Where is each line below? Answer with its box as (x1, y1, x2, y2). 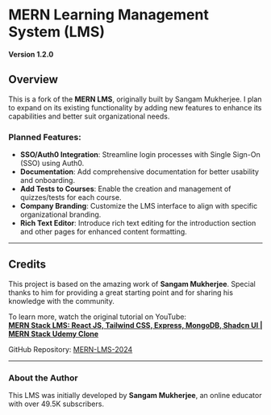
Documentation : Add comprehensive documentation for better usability (19, 167, 260, 176)
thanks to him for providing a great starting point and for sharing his (8, 288, 234, 297)
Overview (8, 73, 59, 86)
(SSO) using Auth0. (19, 159, 85, 168)
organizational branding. (19, 210, 102, 219)
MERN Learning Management (8, 6, 210, 24)
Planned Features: (8, 131, 82, 143)
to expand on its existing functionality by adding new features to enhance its (8, 102, 262, 112)
